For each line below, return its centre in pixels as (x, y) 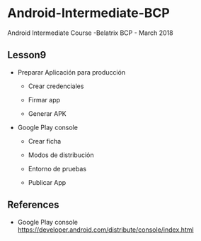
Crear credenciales (56, 86)
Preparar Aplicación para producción (71, 72)
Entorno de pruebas (57, 168)
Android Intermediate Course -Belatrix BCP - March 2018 (90, 33)
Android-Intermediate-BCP (88, 13)
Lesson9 (27, 55)
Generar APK (47, 113)
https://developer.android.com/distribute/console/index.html (105, 230)
